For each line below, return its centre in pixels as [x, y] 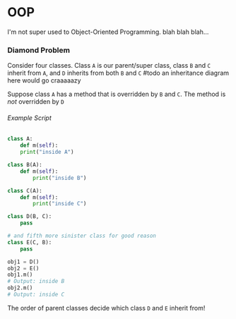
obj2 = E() [23, 268]
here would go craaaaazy [44, 80]
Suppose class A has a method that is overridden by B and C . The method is [117, 94]
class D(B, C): [30, 217]
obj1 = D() [23, 262]
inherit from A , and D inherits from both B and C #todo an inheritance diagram [118, 73]
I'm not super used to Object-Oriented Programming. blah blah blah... [108, 32]
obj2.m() [20, 288]
